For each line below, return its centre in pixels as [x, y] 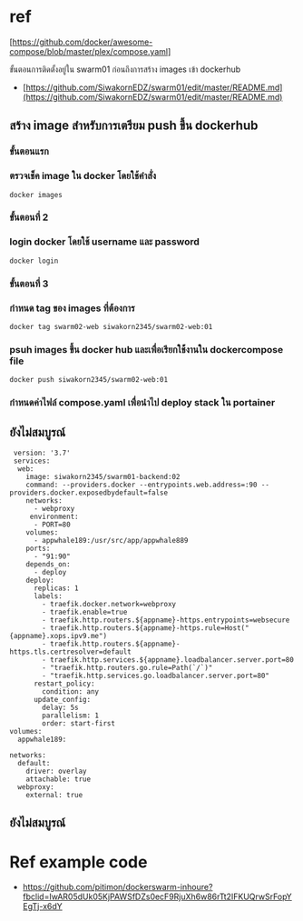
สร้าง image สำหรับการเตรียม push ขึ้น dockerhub [134, 126]
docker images [36, 195]
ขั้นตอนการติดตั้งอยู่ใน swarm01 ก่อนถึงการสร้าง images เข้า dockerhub [125, 69]
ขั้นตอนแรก [29, 152]
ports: [38, 549]
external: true [54, 796]
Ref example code [78, 862]
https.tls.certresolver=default [70, 652]
